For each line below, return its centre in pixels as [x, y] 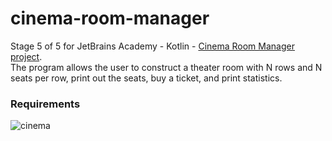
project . [26, 56]
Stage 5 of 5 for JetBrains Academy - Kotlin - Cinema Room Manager [152, 46]
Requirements [45, 104]
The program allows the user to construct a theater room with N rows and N [166, 67]
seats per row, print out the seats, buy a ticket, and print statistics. [146, 78]
